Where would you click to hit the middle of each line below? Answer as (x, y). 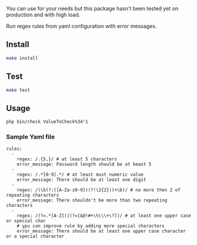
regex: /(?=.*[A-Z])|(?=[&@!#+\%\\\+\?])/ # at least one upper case (104, 216)
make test (18, 90)
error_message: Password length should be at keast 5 (84, 165)
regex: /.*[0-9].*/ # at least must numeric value (80, 175)
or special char (26, 221)
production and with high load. (43, 15)
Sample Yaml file (30, 136)
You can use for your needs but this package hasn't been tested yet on (92, 9)
